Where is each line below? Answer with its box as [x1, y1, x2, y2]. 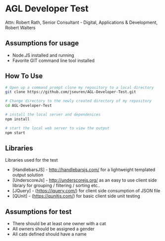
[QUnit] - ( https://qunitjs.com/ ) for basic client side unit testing [12, 193, 140, 199]
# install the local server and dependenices [5, 112, 101, 117]
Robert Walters [5, 24, 36, 30]
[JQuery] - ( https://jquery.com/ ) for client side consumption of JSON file [12, 188, 161, 194]
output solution [12, 172, 44, 178]
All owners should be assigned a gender [12, 226, 95, 232]
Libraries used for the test [5, 157, 58, 163]
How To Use [5, 72, 43, 80]
